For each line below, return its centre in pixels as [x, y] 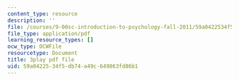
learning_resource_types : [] [51, 40]
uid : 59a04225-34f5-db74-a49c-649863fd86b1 [73, 66]
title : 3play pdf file [41, 60]
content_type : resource [43, 14]
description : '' [31, 20]
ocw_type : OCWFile [34, 46]
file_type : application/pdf [49, 33]
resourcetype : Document [43, 54]
